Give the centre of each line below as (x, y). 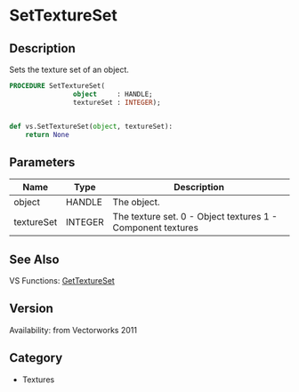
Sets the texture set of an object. (69, 69)
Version (31, 309)
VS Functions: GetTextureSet (62, 280)
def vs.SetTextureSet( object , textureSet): (91, 126)
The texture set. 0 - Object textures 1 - (195, 217)
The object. (136, 203)
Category (36, 358)
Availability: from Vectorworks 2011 (73, 330)
